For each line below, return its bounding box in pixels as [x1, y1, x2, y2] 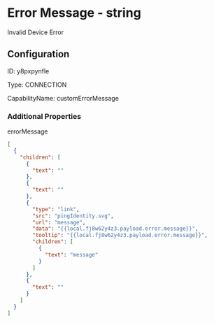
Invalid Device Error [7, 28, 64, 36]
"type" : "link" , [32, 206, 80, 213]
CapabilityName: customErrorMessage [7, 94, 119, 102]
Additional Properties [7, 111, 82, 121]
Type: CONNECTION [7, 80, 67, 89]
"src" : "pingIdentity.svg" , [32, 212, 114, 220]
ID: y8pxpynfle [7, 66, 50, 75]
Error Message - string [7, 5, 141, 21]
